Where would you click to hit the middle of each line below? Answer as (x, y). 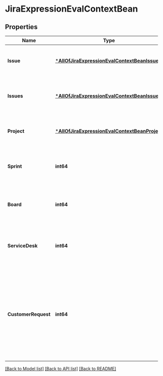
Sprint (15, 166)
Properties (21, 27)
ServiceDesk (23, 246)
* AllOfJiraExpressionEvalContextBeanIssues (108, 96)
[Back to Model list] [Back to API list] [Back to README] (61, 369)
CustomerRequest (29, 314)
